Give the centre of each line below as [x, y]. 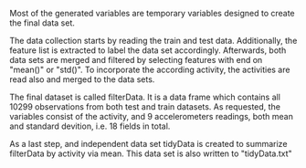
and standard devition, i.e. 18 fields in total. [90, 126]
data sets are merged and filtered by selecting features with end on [136, 60]
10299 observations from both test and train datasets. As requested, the [145, 107]
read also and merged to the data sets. [82, 79]
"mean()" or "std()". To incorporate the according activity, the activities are [150, 69]
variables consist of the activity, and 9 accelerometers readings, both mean [152, 116]
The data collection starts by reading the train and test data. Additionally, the [153, 41]
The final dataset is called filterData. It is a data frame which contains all [145, 97]
